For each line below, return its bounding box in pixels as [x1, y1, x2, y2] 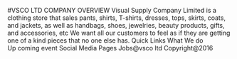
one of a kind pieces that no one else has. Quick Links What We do [7, 36, 204, 45]
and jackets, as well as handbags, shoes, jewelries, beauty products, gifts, [7, 21, 226, 29]
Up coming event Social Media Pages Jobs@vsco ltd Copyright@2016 [7, 44, 214, 52]
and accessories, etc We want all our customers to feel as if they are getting [7, 28, 231, 37]
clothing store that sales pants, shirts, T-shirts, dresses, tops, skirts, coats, [7, 14, 226, 22]
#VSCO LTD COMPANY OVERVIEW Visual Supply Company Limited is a [7, 6, 217, 14]
